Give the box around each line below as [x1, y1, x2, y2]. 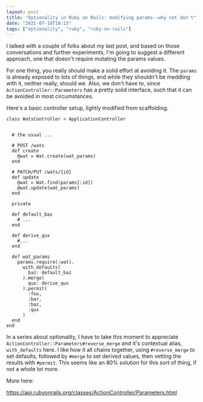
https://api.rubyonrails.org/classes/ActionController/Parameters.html [6, 389, 178, 397]
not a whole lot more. [6, 366, 59, 373]
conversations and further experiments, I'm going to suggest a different [6, 49, 185, 56]
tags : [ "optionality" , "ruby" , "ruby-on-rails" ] [6, 25, 131, 32]
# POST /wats [12, 143, 45, 149]
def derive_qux [12, 232, 50, 239]
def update [12, 174, 39, 180]
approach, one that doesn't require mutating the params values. [6, 55, 165, 62]
